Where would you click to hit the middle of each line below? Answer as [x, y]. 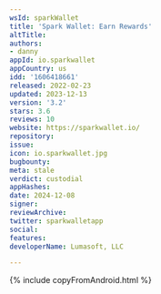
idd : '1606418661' [44, 77]
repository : [32, 137]
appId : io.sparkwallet [52, 60]
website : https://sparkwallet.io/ [75, 128]
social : [24, 229]
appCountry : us [38, 69]
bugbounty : [30, 162]
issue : [22, 145]
